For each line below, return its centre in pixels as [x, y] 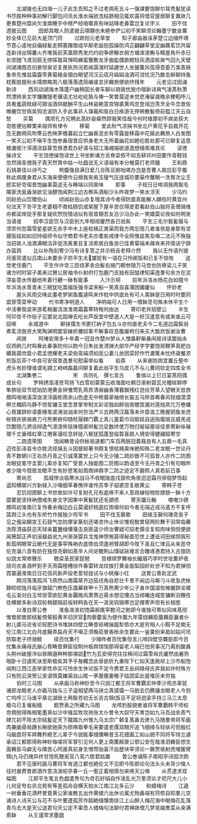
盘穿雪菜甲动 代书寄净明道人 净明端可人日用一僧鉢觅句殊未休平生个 [97, 302]
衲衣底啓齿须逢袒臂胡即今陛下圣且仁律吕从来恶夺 [132, 544]
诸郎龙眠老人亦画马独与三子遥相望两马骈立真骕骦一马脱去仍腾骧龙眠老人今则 [98, 690]
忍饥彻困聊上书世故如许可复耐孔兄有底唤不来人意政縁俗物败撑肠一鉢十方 [103, 492]
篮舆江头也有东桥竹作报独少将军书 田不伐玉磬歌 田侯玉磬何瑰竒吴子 [97, 514]
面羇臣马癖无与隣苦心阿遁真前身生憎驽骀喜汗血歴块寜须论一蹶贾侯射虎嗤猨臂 [98, 749]
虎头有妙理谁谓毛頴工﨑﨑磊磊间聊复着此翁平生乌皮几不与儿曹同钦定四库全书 [98, 368]
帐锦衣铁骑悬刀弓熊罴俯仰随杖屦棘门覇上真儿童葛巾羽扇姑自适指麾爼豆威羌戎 [98, 419]
